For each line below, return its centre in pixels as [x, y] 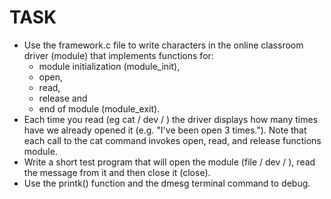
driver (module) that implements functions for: [118, 55]
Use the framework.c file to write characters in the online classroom [163, 45]
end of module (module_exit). [99, 108]
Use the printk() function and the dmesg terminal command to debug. [167, 183]
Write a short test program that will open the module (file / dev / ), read [169, 162]
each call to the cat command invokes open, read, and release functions [172, 140]
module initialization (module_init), [109, 66]
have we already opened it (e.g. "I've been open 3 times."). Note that [165, 130]
